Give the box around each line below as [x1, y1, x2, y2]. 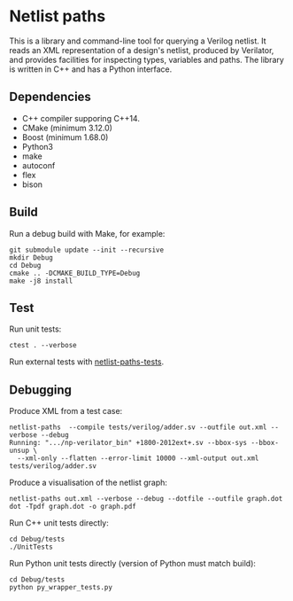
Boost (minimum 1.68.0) [21, 131, 109, 143]
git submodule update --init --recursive [9, 246, 165, 254]
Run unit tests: [9, 324, 62, 334]
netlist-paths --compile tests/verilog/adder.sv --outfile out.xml [9, 423, 267, 432]
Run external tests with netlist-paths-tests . [9, 356, 165, 367]
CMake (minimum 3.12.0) [21, 122, 113, 133]
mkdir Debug [9, 253, 53, 262]
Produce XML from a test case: [9, 406, 123, 417]
